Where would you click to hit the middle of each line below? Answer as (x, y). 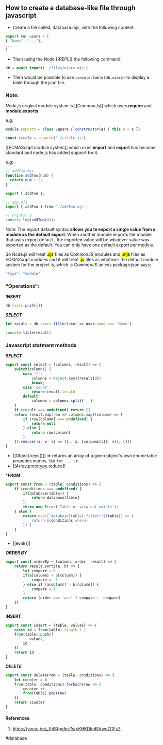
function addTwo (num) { (30, 176)
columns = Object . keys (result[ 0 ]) (66, 378)
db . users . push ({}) (24, 306)
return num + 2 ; (26, 180)
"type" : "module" (23, 274)
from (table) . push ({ (34, 634)
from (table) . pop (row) (45, 693)
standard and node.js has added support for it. (52, 153)
